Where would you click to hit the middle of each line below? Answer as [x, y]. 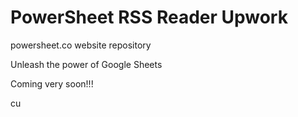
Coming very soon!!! [52, 83]
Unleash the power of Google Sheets [86, 64]
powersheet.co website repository [81, 45]
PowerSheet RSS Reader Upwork [149, 17]
